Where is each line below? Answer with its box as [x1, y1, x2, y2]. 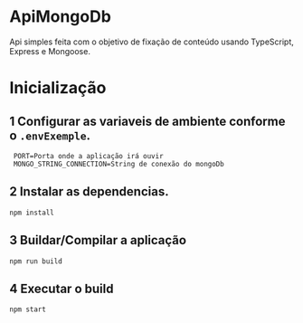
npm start [9, 305, 47, 314]
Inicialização [9, 78, 107, 99]
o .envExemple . [9, 128, 91, 143]
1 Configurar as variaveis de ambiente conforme [9, 113, 286, 128]
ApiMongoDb [9, 6, 111, 27]
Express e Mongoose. [9, 45, 90, 56]
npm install [9, 208, 54, 217]
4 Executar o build [9, 280, 114, 296]
